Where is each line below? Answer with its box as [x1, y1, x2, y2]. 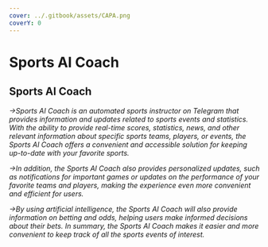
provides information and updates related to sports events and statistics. [9, 114, 249, 124]
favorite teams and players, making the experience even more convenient [9, 180, 251, 190]
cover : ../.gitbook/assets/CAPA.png [9, 11, 130, 20]
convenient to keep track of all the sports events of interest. [9, 230, 205, 239]
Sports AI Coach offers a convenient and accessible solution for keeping [9, 140, 247, 149]
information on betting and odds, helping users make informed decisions [9, 212, 248, 222]
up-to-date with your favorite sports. [9, 148, 130, 157]
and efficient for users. [9, 188, 84, 199]
